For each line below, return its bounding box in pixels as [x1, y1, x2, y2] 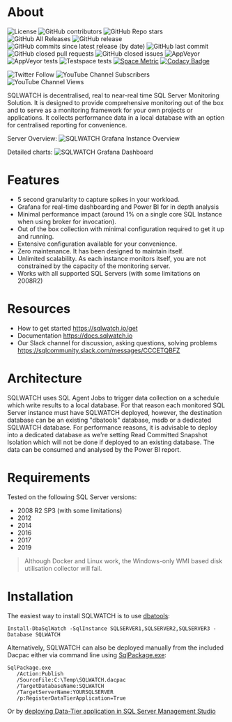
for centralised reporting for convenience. [7, 120, 127, 129]
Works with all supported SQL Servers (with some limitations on [17, 269, 201, 277]
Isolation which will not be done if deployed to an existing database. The [7, 438, 215, 446]
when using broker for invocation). [17, 217, 117, 226]
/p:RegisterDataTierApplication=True [16, 694, 127, 702]
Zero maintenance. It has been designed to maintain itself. [17, 246, 185, 255]
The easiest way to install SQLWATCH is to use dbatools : [7, 611, 171, 620]
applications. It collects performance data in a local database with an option [7, 113, 225, 122]
